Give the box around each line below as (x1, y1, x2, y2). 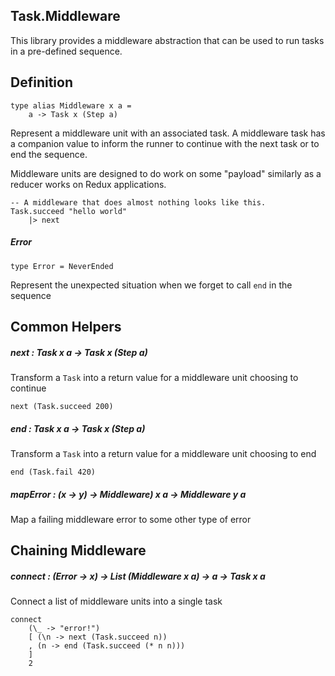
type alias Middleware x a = (10, 100, 132, 111)
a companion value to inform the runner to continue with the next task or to (10, 137, 320, 149)
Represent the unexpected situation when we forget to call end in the (10, 279, 293, 291)
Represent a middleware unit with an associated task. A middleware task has (10, 127, 326, 139)
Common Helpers (10, 318, 122, 335)
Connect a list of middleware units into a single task (10, 595, 223, 608)
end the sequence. (10, 148, 88, 160)
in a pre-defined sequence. (10, 45, 123, 57)
